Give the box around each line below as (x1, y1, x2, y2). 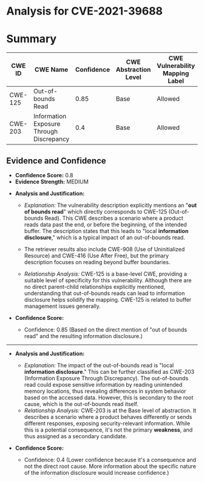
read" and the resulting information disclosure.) (24, 332, 143, 339)
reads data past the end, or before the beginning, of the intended (24, 220, 187, 228)
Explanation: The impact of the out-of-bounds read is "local (24, 361, 174, 368)
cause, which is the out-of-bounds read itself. (24, 400, 138, 407)
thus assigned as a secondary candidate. (24, 432, 127, 440)
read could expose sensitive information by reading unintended (24, 381, 183, 388)
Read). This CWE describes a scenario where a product (44, 214, 183, 222)
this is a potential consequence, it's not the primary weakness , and (24, 426, 193, 433)
